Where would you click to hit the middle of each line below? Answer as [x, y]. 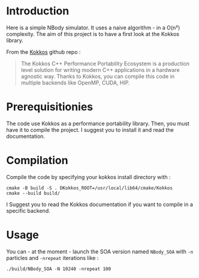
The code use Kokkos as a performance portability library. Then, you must [98, 123]
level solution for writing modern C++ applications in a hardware [100, 69]
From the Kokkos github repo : [43, 52]
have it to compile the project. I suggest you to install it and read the [90, 129]
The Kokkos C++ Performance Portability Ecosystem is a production [105, 64]
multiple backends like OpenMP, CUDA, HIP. [75, 83]
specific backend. [28, 210]
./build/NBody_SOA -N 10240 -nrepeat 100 [59, 269]
